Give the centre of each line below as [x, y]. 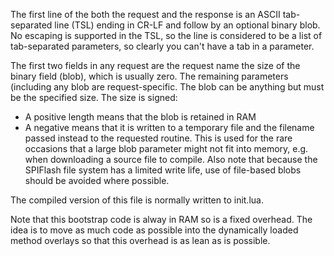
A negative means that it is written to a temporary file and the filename [169, 127]
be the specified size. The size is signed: [94, 97]
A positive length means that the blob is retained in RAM [140, 117]
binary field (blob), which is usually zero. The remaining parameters [149, 76]
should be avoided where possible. [97, 180]
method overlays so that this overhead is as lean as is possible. [140, 240]
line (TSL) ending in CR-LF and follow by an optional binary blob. [187, 25]
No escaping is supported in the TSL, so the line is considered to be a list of [166, 35]
